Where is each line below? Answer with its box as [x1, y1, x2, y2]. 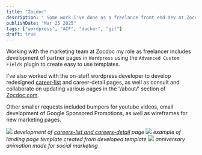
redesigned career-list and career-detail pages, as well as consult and [6, 79, 180, 86]
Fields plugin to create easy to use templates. [6, 61, 120, 68]
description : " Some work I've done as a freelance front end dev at [6, 14, 185, 21]
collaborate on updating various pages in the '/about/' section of [6, 85, 166, 92]
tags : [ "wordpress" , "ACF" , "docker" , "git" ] [6, 25, 122, 32]
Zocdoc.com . [6, 92, 39, 99]
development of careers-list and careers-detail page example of [13, 128, 182, 136]
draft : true [6, 31, 36, 37]
